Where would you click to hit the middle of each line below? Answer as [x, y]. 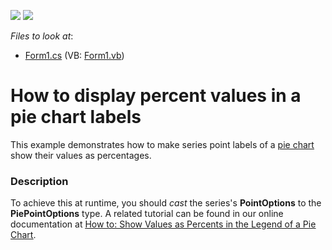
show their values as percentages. [81, 155]
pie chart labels [76, 117]
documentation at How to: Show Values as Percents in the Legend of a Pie [163, 224]
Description [39, 181]
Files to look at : [42, 36]
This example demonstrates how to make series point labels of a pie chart [162, 144]
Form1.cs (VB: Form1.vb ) [74, 55]
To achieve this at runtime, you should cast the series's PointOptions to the [166, 203]
